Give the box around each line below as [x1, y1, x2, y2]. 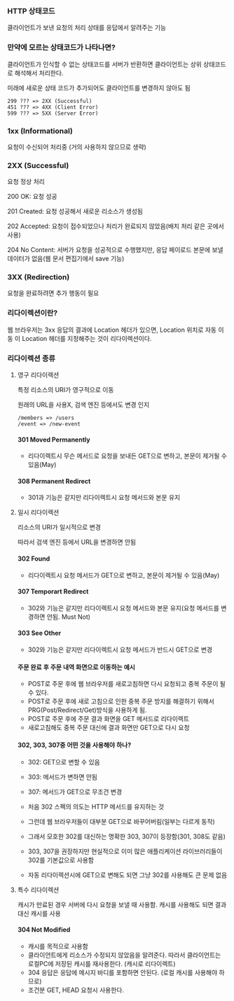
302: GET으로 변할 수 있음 [27, 757, 100, 766]
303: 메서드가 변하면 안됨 [27, 772, 98, 781]
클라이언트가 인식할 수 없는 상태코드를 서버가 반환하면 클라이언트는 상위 [7, 59, 202, 68]
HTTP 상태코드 [7, 6, 55, 15]
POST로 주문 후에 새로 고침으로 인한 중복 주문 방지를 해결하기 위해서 [27, 697, 215, 706]
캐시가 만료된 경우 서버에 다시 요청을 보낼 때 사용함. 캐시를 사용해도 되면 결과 [17, 900, 227, 909]
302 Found [17, 554, 50, 563]
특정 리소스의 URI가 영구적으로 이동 [17, 386, 114, 394]
